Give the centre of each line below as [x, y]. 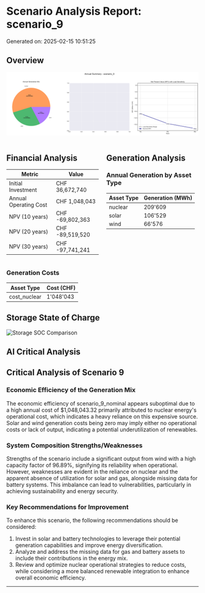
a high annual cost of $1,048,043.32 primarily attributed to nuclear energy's [102, 410]
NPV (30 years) [29, 247]
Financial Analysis [42, 158]
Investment [23, 190]
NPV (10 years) [29, 216]
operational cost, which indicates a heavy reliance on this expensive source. [102, 416]
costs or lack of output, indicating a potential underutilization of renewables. [102, 429]
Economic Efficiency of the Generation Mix [71, 390]
